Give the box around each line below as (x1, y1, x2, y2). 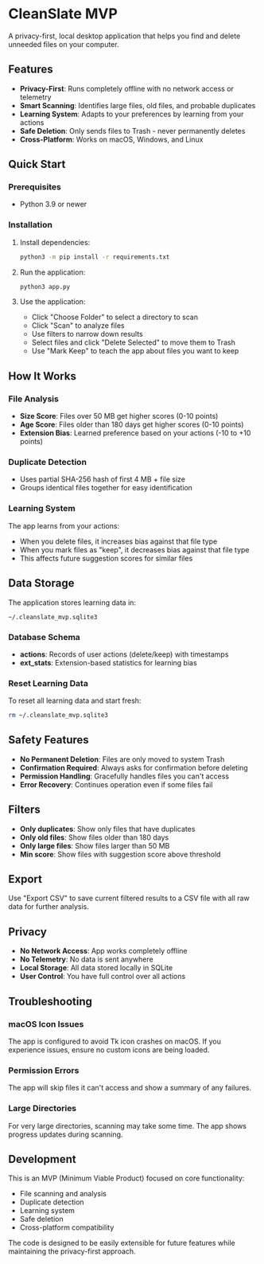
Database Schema (8, 631, 81, 642)
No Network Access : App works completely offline (19, 946, 188, 956)
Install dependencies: (19, 237, 91, 247)
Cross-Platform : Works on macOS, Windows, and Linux (19, 135, 204, 144)
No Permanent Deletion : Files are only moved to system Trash (19, 754, 225, 764)
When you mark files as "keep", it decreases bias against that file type (19, 544, 250, 554)
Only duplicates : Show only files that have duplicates (19, 824, 196, 833)
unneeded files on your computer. (8, 39, 119, 49)
